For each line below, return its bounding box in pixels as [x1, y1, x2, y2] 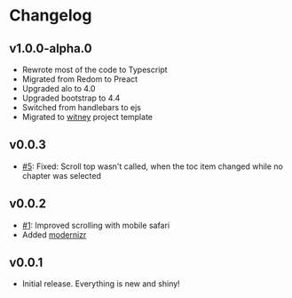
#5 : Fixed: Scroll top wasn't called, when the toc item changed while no [21, 161, 284, 172]
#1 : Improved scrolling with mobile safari [21, 220, 170, 230]
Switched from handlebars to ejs [21, 102, 142, 112]
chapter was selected [21, 170, 102, 181]
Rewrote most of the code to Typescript [21, 64, 168, 75]
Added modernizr [21, 229, 87, 240]
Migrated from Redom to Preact [21, 74, 138, 85]
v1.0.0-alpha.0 [9, 41, 92, 56]
